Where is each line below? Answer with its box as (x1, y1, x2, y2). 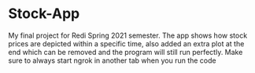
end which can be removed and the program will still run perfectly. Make (8, 47, 243, 57)
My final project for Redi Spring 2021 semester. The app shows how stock (8, 31, 248, 40)
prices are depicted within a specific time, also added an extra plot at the (8, 38, 245, 48)
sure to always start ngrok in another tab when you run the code (8, 56, 216, 65)
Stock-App (8, 5, 80, 23)
